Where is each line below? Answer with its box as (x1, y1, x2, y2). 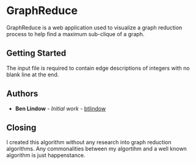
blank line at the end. (6, 71, 59, 78)
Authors (6, 89, 38, 99)
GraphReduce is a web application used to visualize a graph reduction (6, 24, 183, 31)
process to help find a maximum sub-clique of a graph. (6, 30, 145, 37)
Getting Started (6, 48, 67, 59)
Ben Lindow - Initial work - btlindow (15, 105, 106, 112)
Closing (6, 122, 37, 133)
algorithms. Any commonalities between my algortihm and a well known (6, 145, 187, 153)
